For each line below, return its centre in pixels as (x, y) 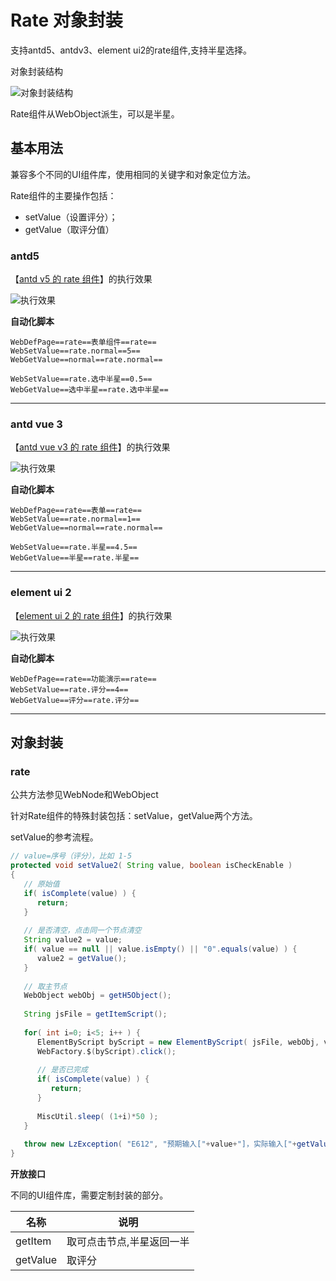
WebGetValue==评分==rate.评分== (75, 700)
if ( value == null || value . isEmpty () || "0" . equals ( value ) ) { (160, 949)
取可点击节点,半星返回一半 (128, 1242)
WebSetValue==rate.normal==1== (75, 519)
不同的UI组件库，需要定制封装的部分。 (89, 1195)
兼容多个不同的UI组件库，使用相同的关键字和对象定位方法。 (133, 174)
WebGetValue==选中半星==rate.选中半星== (89, 390)
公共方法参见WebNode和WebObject (84, 795)
